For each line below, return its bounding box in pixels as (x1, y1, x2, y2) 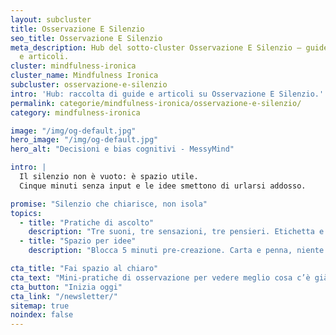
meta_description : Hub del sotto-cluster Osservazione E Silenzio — (10, 42, 302, 53)
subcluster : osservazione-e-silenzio (10, 80, 168, 90)
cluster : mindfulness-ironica (10, 61, 137, 71)
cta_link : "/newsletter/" (10, 291, 118, 301)
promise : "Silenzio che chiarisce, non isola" (10, 199, 208, 209)
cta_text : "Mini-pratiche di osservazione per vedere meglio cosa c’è (10, 272, 311, 283)
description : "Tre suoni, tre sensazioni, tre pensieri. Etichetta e (28, 227, 325, 237)
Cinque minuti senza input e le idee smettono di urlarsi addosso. (19, 181, 307, 191)
